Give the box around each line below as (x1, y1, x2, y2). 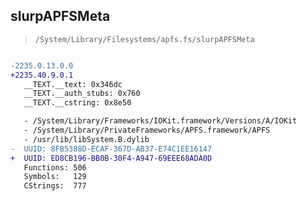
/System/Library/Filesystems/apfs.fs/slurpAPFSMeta (34, 34, 255, 44)
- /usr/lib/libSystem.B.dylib (23, 134, 150, 144)
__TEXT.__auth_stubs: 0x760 (23, 89, 141, 99)
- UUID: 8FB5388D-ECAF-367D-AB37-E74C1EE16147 (10, 144, 213, 154)
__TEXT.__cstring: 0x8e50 (23, 98, 132, 108)
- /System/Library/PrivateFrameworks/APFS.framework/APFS (23, 125, 271, 136)
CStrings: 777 (23, 181, 87, 191)
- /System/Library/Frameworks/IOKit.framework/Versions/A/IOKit (23, 116, 298, 126)
